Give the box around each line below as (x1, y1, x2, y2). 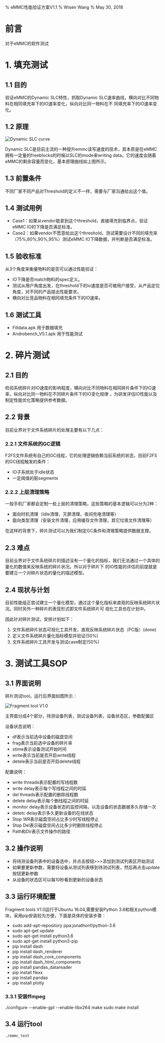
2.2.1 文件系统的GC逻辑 (5, 440, 60, 447)
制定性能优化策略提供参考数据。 (5, 397, 70, 403)
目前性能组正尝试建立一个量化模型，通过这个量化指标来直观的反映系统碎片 (5, 600, 156, 606)
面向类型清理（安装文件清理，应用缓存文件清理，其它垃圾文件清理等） (12, 518, 155, 523)
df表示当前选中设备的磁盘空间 (12, 734, 73, 740)
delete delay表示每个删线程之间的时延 (12, 798, 89, 804)
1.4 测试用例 (5, 203, 42, 212)
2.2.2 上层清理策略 (5, 489, 50, 495)
